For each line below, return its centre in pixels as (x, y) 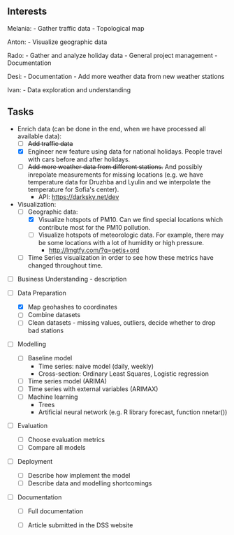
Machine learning (53, 397)
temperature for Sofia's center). (73, 189)
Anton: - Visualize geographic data (57, 42)
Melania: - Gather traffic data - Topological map (76, 28)
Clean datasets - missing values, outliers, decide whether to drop (122, 323)
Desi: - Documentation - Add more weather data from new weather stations (116, 76)
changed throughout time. (65, 265)
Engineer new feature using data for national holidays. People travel (125, 151)
